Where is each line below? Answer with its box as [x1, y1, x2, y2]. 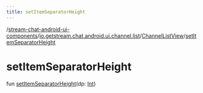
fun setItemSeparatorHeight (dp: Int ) [6, 80, 96, 87]
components [6, 32, 38, 40]
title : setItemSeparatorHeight [6, 9, 86, 15]
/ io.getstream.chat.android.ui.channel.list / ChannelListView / [37, 32, 186, 40]
